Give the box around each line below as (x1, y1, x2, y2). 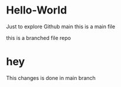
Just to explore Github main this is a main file (6, 23, 116, 30)
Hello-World (6, 4, 67, 17)
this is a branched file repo (6, 34, 71, 41)
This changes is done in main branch (6, 74, 96, 81)
